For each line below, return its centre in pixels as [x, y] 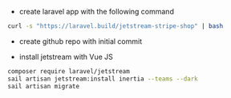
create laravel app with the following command [96, 12]
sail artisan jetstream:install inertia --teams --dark [103, 79]
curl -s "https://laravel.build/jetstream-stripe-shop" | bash [115, 26]
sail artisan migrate [44, 86]
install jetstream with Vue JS [66, 57]
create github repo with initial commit [81, 41]
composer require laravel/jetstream [69, 71]
